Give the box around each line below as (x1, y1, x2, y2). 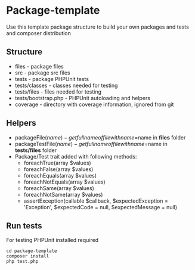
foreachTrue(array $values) (23, 159, 91, 166)
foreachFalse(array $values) (23, 165, 94, 173)
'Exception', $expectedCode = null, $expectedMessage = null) (23, 203, 178, 210)
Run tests (6, 221, 42, 231)
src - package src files (14, 69, 70, 76)
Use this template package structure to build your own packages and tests (6, 23, 189, 30)
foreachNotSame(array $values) (23, 191, 103, 198)
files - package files (14, 63, 64, 70)
